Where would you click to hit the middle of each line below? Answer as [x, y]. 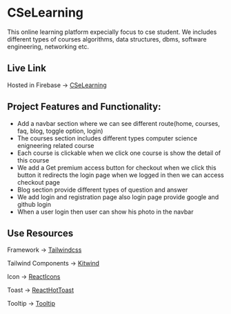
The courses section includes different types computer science [107, 138]
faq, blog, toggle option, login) [60, 131]
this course [33, 160]
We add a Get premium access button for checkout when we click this [117, 167]
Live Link [27, 68]
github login [34, 204]
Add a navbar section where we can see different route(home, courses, [119, 123]
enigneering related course [56, 145]
